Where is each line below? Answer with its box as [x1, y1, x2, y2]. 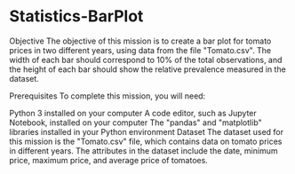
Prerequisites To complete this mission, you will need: [9, 91, 206, 101]
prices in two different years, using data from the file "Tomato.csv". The [9, 44, 272, 55]
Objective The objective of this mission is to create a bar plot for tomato [9, 36, 272, 46]
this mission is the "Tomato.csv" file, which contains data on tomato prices [9, 136, 283, 146]
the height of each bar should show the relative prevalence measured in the [9, 64, 286, 75]
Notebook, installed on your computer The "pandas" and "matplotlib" [9, 117, 262, 128]
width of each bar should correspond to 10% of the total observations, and [9, 54, 283, 65]
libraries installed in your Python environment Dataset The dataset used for [9, 126, 284, 137]
